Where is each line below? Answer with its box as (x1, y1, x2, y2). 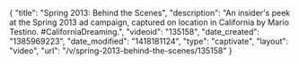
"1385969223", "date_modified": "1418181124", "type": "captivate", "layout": (9, 36, 289, 46)
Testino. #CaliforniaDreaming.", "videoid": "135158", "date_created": (9, 27, 260, 37)
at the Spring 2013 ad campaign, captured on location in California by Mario (9, 17, 290, 28)
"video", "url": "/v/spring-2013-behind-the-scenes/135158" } (9, 45, 233, 56)
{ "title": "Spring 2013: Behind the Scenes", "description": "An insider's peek (9, 8, 290, 18)
